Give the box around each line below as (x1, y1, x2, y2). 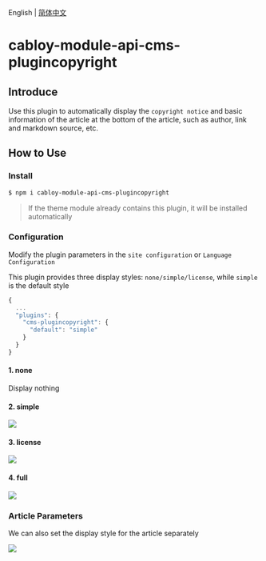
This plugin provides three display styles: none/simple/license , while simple (8, 272, 258, 282)
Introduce (8, 85, 58, 98)
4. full (8, 473, 28, 483)
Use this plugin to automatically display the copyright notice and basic (8, 106, 243, 115)
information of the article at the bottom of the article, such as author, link (8, 115, 248, 124)
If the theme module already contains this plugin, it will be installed (27, 203, 248, 213)
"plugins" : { (15, 311, 59, 319)
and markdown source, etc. (8, 123, 98, 133)
